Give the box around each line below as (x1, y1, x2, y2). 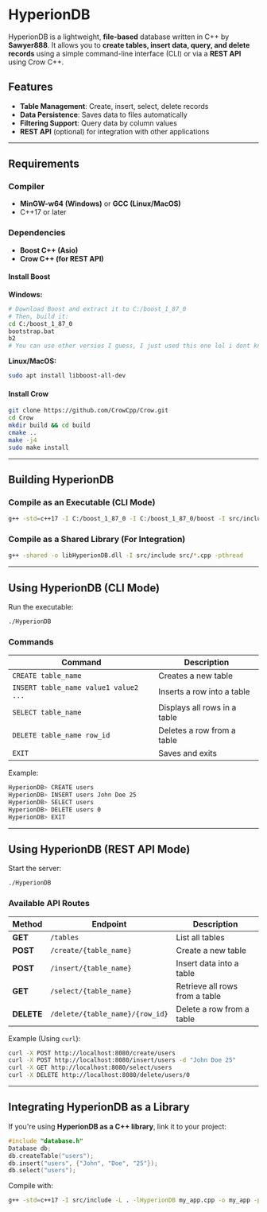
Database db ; (8, 1144, 52, 1152)
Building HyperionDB (8, 473, 114, 486)
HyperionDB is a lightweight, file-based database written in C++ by (8, 32, 230, 41)
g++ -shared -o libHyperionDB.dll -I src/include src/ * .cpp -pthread (8, 552, 244, 560)
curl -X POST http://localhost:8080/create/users (8, 1049, 176, 1057)
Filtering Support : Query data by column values (19, 118, 177, 128)
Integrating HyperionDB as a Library (8, 1101, 190, 1114)
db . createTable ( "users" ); (8, 1152, 94, 1160)
